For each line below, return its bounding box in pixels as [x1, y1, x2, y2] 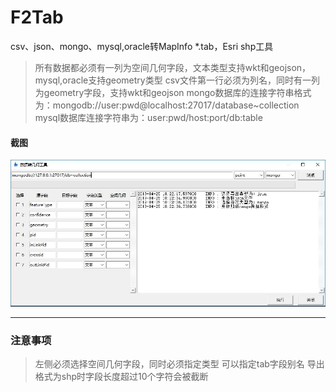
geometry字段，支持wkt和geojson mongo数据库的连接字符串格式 [43, 86, 312, 98]
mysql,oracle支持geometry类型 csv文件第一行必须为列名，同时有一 [34, 74, 312, 86]
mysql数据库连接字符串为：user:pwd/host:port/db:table [34, 111, 263, 123]
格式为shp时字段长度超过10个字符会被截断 [34, 371, 209, 383]
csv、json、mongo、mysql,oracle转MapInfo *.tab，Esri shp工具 [10, 40, 274, 52]
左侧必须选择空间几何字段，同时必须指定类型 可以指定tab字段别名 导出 [34, 358, 325, 370]
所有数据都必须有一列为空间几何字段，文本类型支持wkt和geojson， [34, 61, 312, 73]
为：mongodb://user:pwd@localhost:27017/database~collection [34, 99, 300, 111]
